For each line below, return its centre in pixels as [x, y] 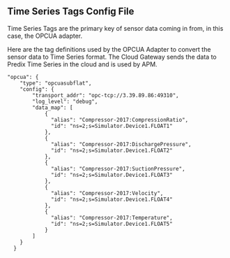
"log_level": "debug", [65, 101]
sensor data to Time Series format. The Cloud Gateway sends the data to [112, 57]
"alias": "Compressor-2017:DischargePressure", [121, 144]
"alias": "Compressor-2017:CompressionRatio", [120, 120]
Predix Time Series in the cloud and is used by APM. [83, 64]
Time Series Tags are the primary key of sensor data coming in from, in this [115, 28]
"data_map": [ [53, 108]
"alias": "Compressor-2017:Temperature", [112, 217]
